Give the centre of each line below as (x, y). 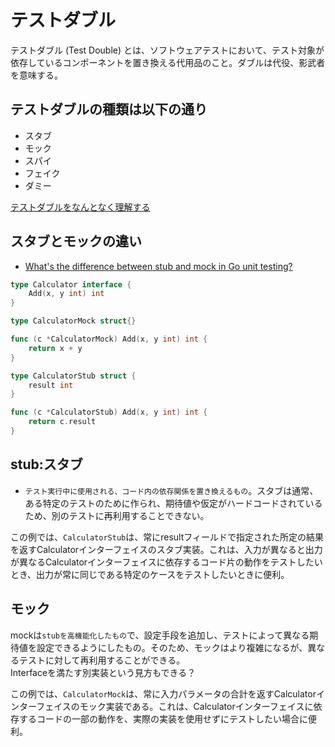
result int (51, 385)
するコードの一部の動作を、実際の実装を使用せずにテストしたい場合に (163, 718)
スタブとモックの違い (76, 241)
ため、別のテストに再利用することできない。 (117, 515)
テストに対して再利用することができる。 (102, 660)
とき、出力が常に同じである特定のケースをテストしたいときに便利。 (150, 574)
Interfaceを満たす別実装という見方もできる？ (103, 672)
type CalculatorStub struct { (73, 376)
